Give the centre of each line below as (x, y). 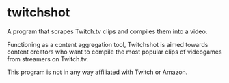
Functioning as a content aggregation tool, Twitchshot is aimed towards (108, 44)
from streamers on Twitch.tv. (48, 59)
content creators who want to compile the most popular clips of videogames (114, 52)
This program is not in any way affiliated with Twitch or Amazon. (97, 72)
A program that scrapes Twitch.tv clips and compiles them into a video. (107, 31)
